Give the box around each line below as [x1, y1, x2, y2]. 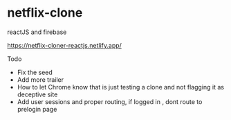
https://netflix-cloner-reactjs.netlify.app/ [7, 41, 122, 49]
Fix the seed [17, 68, 53, 76]
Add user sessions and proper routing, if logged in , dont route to [17, 97, 203, 105]
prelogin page [17, 105, 57, 113]
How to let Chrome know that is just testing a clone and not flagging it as [17, 83, 225, 91]
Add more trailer [17, 75, 64, 84]
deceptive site [17, 90, 58, 98]
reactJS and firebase [7, 28, 67, 36]
